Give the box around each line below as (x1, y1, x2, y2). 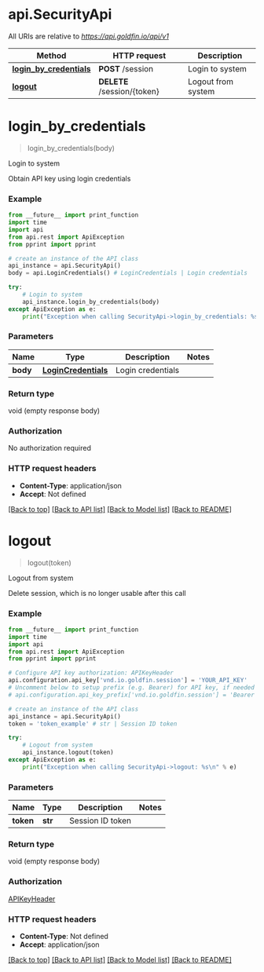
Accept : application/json (19, 940, 100, 949)
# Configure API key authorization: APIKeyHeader (8, 669, 174, 677)
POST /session (97, 63, 154, 74)
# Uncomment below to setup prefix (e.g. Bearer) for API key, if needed (8, 684, 255, 692)
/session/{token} (97, 86, 159, 97)
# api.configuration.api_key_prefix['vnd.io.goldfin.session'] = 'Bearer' (8, 691, 258, 699)
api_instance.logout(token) (22, 748, 114, 757)
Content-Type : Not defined (19, 932, 108, 941)
